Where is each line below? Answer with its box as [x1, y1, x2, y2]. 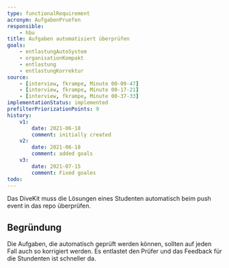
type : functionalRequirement [7, 10, 90, 17]
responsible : [7, 23, 44, 29]
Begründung [7, 221, 62, 233]
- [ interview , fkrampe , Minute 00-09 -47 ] [19, 80, 139, 87]
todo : [7, 175, 23, 182]
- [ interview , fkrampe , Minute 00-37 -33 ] [19, 93, 139, 100]
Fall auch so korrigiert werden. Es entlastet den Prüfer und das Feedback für [7, 247, 222, 256]
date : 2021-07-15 [31, 162, 81, 170]
